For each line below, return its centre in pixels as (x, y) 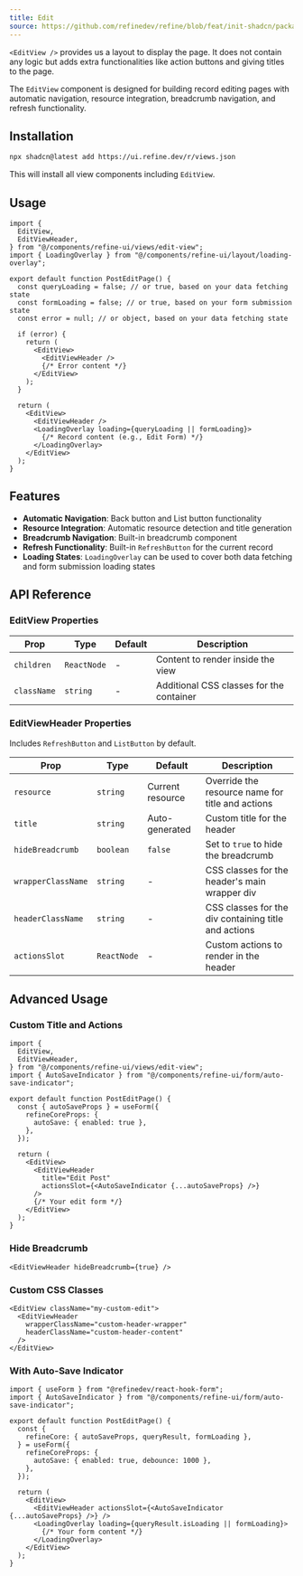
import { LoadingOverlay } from (70, 255)
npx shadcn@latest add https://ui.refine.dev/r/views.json (123, 157)
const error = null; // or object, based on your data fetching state (153, 318)
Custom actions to (243, 944)
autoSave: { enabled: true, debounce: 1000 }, (122, 1461)
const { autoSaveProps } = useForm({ (88, 1107)
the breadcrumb (239, 855)
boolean (113, 849)
